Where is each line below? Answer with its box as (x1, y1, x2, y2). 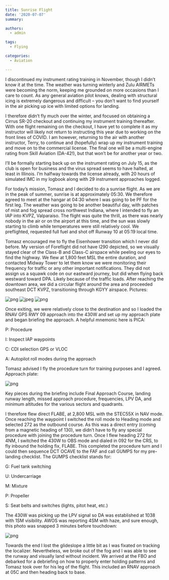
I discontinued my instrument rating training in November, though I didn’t (5, 76, 156, 82)
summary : (5, 17, 24, 22)
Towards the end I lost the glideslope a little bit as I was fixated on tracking (5, 542, 160, 548)
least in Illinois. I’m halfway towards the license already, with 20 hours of (5, 171, 155, 177)
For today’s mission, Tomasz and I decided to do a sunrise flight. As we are (5, 186, 160, 192)
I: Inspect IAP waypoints (5, 336, 55, 342)
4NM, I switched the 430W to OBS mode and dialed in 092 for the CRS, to (5, 438, 158, 444)
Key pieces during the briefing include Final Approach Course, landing (5, 390, 151, 396)
